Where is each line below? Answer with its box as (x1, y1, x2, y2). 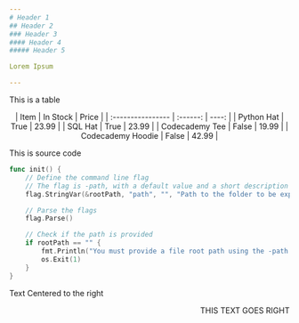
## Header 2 (9, 21, 53, 30)
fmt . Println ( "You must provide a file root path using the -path (41, 246, 289, 255)
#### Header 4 (9, 37, 62, 47)
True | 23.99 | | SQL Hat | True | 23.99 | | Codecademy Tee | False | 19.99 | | (10, 121, 289, 132)
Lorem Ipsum (9, 62, 53, 71)
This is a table (9, 94, 61, 105)
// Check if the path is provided (25, 230, 153, 239)
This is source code (9, 148, 82, 158)
